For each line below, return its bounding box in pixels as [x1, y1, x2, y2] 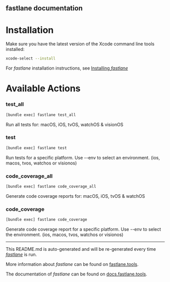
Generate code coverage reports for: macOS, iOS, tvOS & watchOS [6, 193, 145, 199]
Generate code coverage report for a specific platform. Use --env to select [6, 227, 161, 233]
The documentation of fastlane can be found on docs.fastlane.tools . [6, 271, 148, 277]
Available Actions [6, 83, 81, 94]
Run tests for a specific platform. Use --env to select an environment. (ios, [6, 154, 160, 160]
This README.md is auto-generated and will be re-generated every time [6, 246, 156, 252]
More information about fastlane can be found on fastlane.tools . [6, 261, 139, 267]
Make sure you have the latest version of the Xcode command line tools [6, 41, 155, 47]
